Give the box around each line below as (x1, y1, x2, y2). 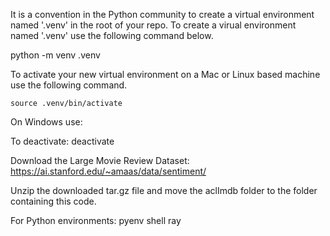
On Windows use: (10, 116, 83, 128)
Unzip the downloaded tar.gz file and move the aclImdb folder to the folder (10, 185, 318, 196)
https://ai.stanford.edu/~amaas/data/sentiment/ (10, 165, 207, 177)
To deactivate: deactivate (10, 135, 115, 147)
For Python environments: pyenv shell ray (10, 215, 182, 226)
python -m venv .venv (10, 49, 101, 61)
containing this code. (10, 195, 97, 207)
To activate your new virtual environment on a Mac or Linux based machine (10, 69, 321, 80)
